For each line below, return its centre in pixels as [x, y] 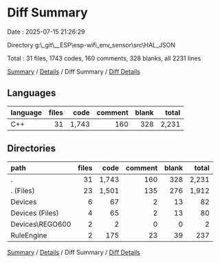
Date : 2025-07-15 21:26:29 [46, 32]
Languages [32, 93]
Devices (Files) [35, 213]
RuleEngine [29, 235]
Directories [32, 149]
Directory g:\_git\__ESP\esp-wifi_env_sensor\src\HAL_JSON [91, 45]
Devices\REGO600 [41, 224]
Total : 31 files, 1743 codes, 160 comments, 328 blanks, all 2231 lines [104, 58]
